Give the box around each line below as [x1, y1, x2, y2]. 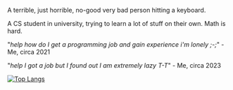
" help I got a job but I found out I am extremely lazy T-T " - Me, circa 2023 [7, 61, 222, 69]
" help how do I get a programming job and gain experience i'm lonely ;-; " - [7, 40, 225, 48]
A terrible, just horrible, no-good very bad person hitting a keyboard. [7, 6, 206, 14]
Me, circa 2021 [7, 48, 51, 56]
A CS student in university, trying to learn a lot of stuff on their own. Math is [7, 20, 226, 27]
